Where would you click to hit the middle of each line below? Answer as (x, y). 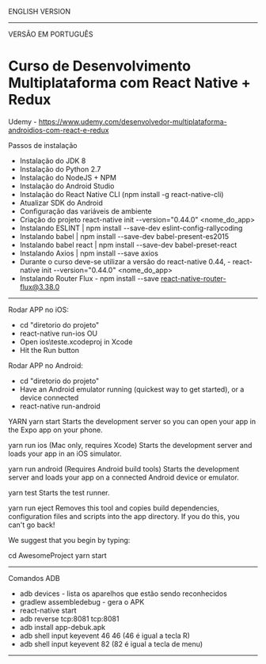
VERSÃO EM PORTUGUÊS (51, 34)
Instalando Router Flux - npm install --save (89, 278)
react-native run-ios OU (59, 333)
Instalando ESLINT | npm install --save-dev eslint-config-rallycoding (131, 228)
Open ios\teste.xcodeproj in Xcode (76, 341)
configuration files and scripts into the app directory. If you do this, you (124, 516)
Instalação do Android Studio (67, 186)
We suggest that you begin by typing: (69, 540)
